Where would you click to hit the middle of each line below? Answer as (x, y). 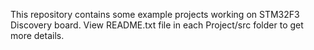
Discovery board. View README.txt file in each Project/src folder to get (157, 25)
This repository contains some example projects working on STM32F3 (155, 14)
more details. (37, 35)
